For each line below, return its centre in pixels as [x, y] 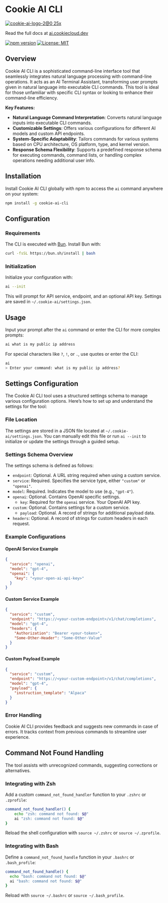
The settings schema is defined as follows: [50, 465]
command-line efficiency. [32, 98]
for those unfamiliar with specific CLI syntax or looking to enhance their [79, 92]
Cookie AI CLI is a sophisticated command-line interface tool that [73, 71]
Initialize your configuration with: [39, 277]
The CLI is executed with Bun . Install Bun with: [53, 244]
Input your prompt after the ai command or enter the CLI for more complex [83, 329]
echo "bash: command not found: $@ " [48, 876]
